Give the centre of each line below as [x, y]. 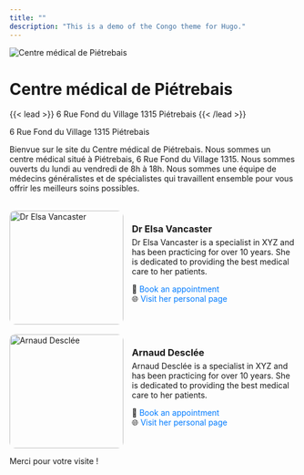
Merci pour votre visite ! [54, 461]
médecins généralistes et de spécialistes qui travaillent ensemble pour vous [152, 179]
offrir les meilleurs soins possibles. [75, 189]
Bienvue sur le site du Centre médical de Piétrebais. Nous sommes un [140, 150]
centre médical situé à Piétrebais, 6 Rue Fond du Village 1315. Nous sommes [152, 160]
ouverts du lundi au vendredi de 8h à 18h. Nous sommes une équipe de [143, 169]
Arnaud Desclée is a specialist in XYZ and [210, 367]
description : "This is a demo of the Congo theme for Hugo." [128, 26]
